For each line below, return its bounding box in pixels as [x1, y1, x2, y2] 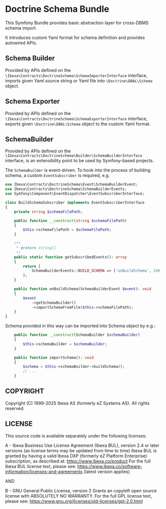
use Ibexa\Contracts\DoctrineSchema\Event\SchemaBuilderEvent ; [5, 182, 138, 187]
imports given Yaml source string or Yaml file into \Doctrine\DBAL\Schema [5, 77, 153, 83]
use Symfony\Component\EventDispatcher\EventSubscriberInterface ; [5, 191, 145, 196]
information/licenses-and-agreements [5, 469, 83, 474]
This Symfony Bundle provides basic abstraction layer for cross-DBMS [5, 20, 149, 26]
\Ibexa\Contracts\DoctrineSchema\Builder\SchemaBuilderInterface [5, 153, 142, 158]
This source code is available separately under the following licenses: [5, 433, 147, 438]
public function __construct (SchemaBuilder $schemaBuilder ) [14, 332, 140, 337]
